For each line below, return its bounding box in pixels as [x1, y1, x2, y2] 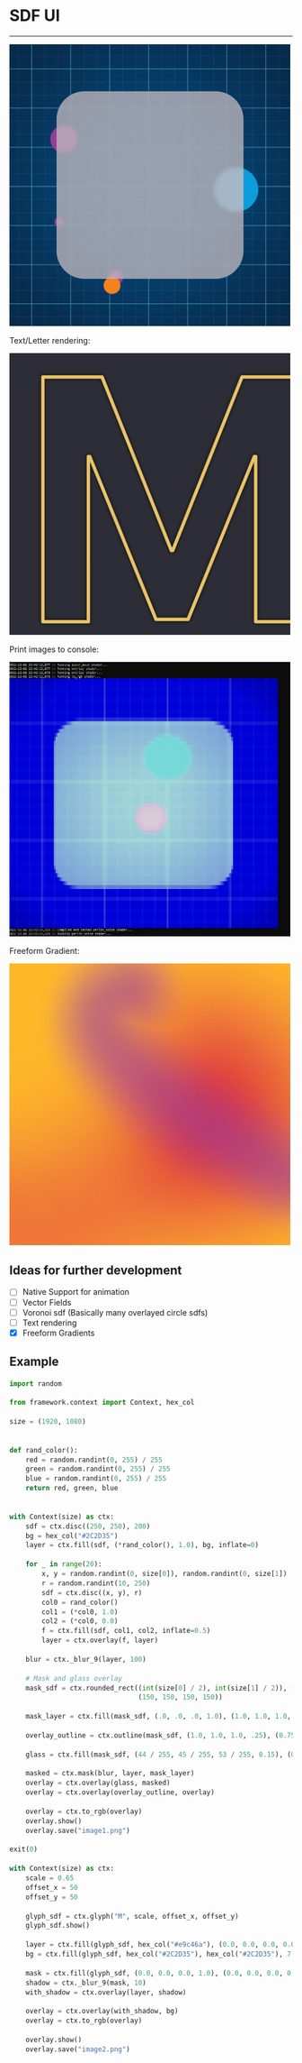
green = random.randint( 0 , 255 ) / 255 [25, 1464, 171, 1474]
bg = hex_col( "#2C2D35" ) [25, 1531, 119, 1540]
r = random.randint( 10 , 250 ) [41, 1579, 151, 1588]
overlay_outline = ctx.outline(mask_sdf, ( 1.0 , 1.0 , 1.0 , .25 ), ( [25, 1730, 280, 1740]
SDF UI [9, 5, 60, 26]
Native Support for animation [22, 1287, 130, 1297]
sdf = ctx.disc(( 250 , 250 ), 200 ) [25, 1521, 151, 1531]
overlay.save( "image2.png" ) [25, 2044, 130, 2054]
